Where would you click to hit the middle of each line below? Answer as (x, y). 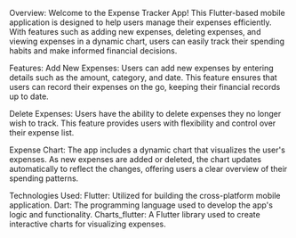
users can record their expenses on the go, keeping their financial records (145, 87)
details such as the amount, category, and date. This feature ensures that (143, 78)
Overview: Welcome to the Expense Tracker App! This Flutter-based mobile (148, 13)
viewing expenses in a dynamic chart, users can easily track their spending (147, 41)
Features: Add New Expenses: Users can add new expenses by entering (141, 68)
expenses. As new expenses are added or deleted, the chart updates (136, 159)
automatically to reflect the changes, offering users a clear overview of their (148, 169)
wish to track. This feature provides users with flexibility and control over (143, 123)
